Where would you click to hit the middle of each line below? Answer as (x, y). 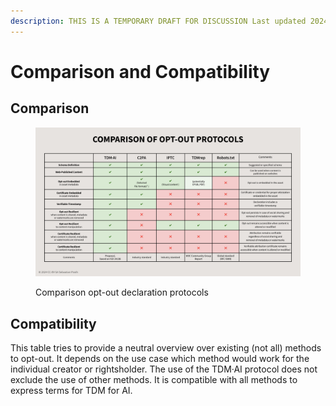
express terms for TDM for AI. (71, 390)
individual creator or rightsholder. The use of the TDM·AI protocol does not (164, 369)
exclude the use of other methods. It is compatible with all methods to (154, 379)
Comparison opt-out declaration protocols (122, 292)
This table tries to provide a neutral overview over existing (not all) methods (166, 347)
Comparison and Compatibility (140, 71)
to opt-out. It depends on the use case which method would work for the (160, 358)
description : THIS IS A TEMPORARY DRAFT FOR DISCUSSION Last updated (158, 21)
